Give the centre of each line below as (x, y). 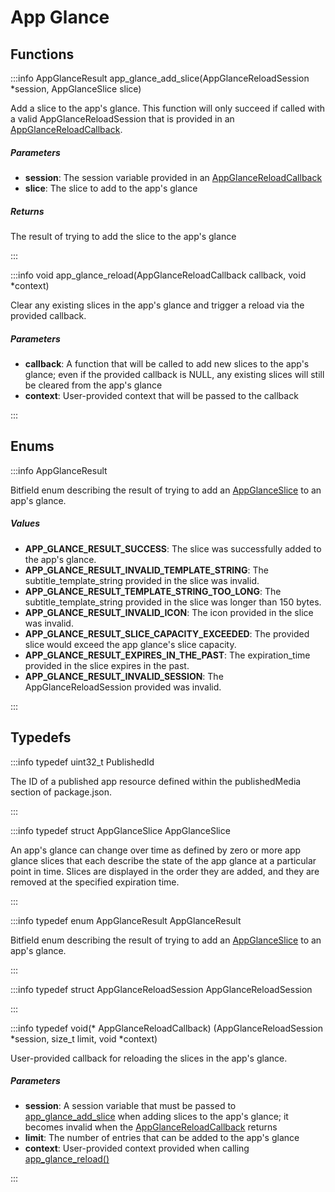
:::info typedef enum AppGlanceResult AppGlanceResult (126, 920)
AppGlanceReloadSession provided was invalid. (123, 687)
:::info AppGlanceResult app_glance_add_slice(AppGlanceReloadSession (160, 78)
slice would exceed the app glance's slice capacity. (130, 644)
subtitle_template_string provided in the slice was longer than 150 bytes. (173, 602)
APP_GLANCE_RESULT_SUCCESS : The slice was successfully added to (173, 548)
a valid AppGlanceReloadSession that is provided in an (122, 119)
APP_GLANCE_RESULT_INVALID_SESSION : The (124, 676)
